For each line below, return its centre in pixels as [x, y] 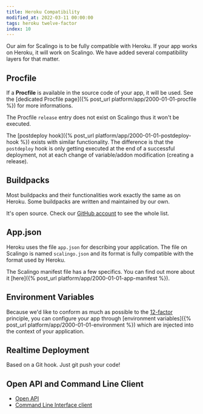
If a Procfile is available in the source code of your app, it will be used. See [100, 93]
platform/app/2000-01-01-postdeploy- [143, 136]
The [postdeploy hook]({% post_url [50, 136]
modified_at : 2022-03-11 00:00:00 [50, 18]
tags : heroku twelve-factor [42, 23]
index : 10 [19, 29]
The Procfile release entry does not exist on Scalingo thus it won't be [93, 117]
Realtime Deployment [48, 350]
